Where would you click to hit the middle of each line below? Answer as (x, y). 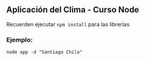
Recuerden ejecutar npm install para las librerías (68, 24)
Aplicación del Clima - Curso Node (73, 10)
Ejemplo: (20, 39)
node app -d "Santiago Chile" (45, 52)
